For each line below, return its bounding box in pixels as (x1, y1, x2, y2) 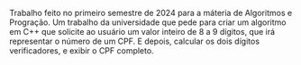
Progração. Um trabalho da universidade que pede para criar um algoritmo (9, 17, 287, 28)
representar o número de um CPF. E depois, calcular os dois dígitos (9, 36, 260, 46)
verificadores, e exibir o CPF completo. (9, 45, 155, 56)
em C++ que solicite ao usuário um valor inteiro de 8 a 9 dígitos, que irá (9, 27, 276, 37)
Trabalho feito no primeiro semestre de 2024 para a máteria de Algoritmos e (9, 8, 293, 18)
